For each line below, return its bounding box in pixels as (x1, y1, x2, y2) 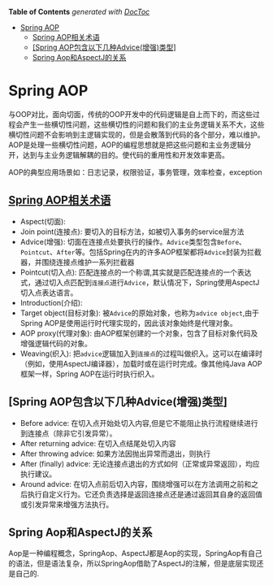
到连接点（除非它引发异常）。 (19, 428, 117, 438)
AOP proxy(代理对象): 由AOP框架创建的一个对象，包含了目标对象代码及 (19, 328, 258, 338)
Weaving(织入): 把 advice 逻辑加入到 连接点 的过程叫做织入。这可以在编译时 (19, 349, 262, 358)
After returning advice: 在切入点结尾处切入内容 (19, 438, 176, 448)
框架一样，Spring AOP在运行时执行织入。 (19, 369, 159, 379)
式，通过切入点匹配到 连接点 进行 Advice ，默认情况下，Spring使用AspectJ (19, 277, 260, 287)
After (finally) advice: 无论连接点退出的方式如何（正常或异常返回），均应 (19, 458, 260, 468)
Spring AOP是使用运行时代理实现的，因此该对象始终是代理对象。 (19, 318, 237, 328)
